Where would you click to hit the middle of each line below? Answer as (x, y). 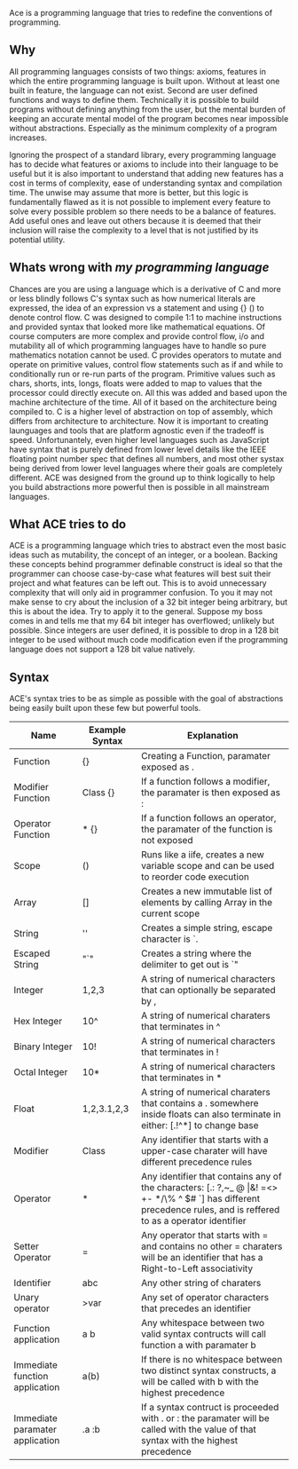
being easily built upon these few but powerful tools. (105, 708)
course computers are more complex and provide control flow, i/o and (137, 336)
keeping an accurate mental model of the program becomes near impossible (149, 118)
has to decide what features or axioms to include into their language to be (144, 164)
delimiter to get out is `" (189, 965)
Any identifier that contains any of (211, 1177)
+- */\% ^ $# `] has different (200, 1199)
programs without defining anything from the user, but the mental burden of (148, 109)
